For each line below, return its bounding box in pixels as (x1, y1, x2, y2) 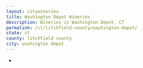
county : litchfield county (6, 35, 72, 41)
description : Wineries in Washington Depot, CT (6, 19, 125, 25)
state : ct (6, 30, 30, 36)
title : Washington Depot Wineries (6, 14, 91, 20)
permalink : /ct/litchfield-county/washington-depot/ (6, 24, 138, 31)
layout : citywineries (6, 8, 59, 15)
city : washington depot (6, 41, 64, 47)
